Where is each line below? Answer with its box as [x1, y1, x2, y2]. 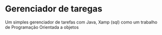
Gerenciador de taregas [5, 3, 103, 14]
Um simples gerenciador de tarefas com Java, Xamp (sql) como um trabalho [5, 19, 158, 25]
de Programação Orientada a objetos [5, 24, 79, 30]
